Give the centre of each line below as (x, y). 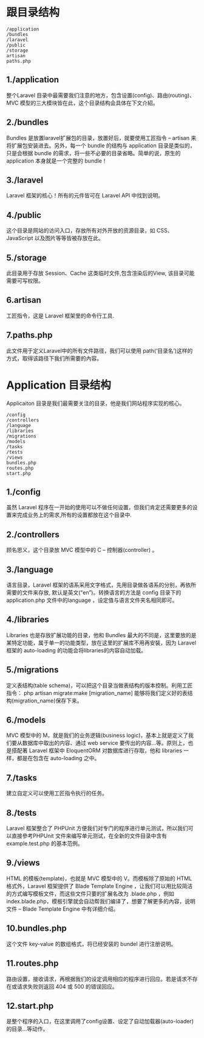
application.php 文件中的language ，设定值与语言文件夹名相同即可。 (92, 600)
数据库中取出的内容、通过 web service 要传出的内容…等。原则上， (105, 743)
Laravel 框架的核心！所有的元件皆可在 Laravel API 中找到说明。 (85, 196)
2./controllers (33, 535)
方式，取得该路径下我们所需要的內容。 (54, 358)
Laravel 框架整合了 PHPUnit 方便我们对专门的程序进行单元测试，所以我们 (97, 828)
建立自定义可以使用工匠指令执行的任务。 (57, 793)
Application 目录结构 (59, 385)
